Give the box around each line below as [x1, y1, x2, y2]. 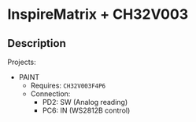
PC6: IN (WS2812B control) [42, 106, 131, 115]
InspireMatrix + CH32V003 [7, 5, 189, 23]
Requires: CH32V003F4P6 [30, 81, 106, 90]
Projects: [7, 57, 36, 66]
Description [7, 37, 66, 50]
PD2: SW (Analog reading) [42, 98, 128, 106]
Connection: [30, 89, 71, 99]
